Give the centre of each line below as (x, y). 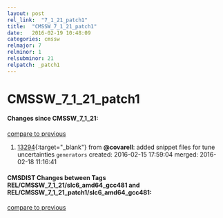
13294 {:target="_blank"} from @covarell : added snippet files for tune (116, 147)
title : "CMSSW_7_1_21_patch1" (52, 26)
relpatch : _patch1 (33, 65)
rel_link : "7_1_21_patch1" (48, 20)
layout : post (26, 13)
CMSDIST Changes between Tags (57, 177)
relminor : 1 (24, 52)
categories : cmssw (33, 39)
